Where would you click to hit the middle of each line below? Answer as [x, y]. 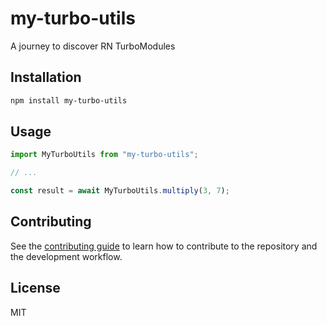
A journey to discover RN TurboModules [93, 46]
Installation [46, 77]
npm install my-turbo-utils [69, 100]
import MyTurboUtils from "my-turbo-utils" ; [104, 155]
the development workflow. [66, 256]
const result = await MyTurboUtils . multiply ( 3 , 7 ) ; [120, 191]
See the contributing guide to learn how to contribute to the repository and [164, 246]
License [35, 288]
